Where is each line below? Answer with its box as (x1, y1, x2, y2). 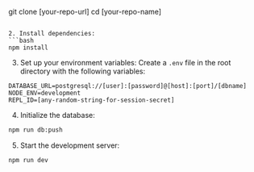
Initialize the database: (19, 111, 95, 120)
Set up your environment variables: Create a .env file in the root (19, 58, 231, 67)
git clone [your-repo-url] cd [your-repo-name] (8, 7, 162, 16)
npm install (8, 44, 48, 52)
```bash (8, 36, 35, 44)
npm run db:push (8, 126, 63, 134)
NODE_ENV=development (8, 89, 81, 97)
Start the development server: (19, 141, 120, 150)
